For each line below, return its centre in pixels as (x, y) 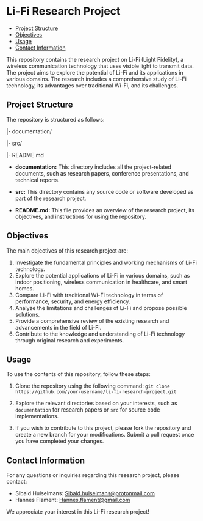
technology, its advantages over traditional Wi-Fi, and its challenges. (92, 85)
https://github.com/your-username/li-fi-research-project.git (96, 392)
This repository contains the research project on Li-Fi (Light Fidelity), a (95, 59)
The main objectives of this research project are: (67, 250)
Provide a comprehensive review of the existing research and (92, 321)
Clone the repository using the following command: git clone (92, 386)
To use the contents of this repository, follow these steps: (78, 374)
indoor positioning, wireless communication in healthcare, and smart (101, 282)
